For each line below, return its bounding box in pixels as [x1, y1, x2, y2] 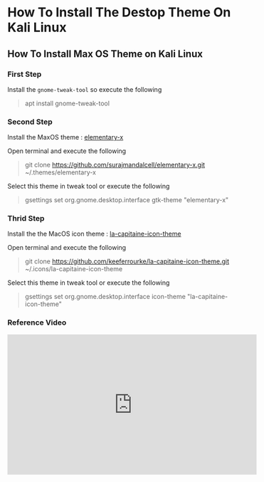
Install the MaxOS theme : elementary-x [7, 133, 124, 142]
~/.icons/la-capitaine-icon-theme [24, 265, 123, 273]
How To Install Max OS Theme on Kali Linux [7, 48, 203, 60]
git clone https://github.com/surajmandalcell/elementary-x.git [24, 161, 205, 169]
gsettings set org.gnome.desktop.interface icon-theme [24, 293, 186, 301]
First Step [7, 69, 42, 79]
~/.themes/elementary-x [24, 168, 96, 177]
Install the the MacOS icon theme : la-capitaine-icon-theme [7, 229, 181, 239]
